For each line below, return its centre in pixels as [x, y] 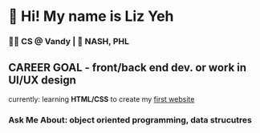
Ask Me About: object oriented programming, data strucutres [130, 119]
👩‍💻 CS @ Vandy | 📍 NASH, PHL [69, 42]
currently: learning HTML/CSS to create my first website [102, 99]
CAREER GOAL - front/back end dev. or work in [128, 67]
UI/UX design [42, 80]
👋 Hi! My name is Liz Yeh [91, 16]
